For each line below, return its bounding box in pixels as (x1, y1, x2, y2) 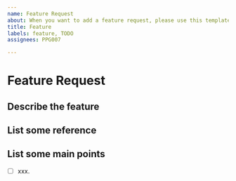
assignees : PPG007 (7, 36, 61, 43)
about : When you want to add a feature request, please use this (7, 17, 202, 24)
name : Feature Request (7, 10, 74, 18)
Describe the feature (7, 100, 100, 112)
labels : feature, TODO (7, 29, 74, 37)
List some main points (7, 148, 105, 160)
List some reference (7, 124, 97, 137)
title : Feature (7, 23, 52, 30)
